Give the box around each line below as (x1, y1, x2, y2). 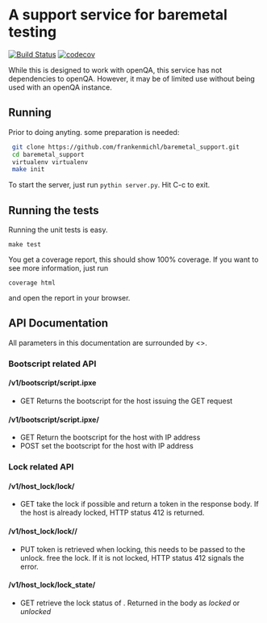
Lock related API (8, 461, 74, 473)
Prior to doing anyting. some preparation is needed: (8, 127, 180, 137)
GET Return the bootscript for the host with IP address (19, 432, 201, 442)
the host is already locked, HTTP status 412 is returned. (19, 507, 205, 518)
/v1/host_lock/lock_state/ (8, 580, 96, 590)
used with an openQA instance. (8, 82, 113, 92)
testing (8, 23, 57, 41)
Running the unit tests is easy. (8, 225, 108, 235)
